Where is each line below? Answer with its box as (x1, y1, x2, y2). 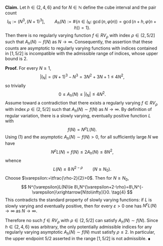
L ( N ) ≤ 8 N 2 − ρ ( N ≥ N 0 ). (53, 165, 112, 173)
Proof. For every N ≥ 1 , (5, 65, 51, 71)
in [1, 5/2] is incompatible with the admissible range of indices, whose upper (5, 51, 158, 56)
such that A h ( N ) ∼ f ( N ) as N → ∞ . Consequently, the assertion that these (5, 39, 153, 46)
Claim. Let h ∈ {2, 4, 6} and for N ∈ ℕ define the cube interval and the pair (5, 4, 157, 10)
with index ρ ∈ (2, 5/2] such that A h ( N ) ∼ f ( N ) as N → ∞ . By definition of (5, 106, 152, 113)
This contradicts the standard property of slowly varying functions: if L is (5, 196, 152, 203)
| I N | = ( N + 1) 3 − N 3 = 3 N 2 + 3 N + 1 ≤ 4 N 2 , (40, 73, 125, 81)
